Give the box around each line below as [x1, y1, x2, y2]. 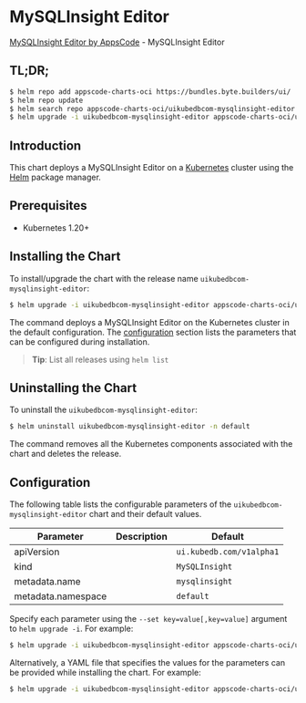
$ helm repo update [9, 96, 84, 105]
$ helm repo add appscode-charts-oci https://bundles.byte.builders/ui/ [9, 87, 291, 97]
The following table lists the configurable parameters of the [9, 499, 232, 510]
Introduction [9, 138, 82, 153]
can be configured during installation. [9, 336, 150, 347]
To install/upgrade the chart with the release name [9, 273, 199, 284]
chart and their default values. [88, 509, 202, 520]
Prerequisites [9, 198, 87, 213]
